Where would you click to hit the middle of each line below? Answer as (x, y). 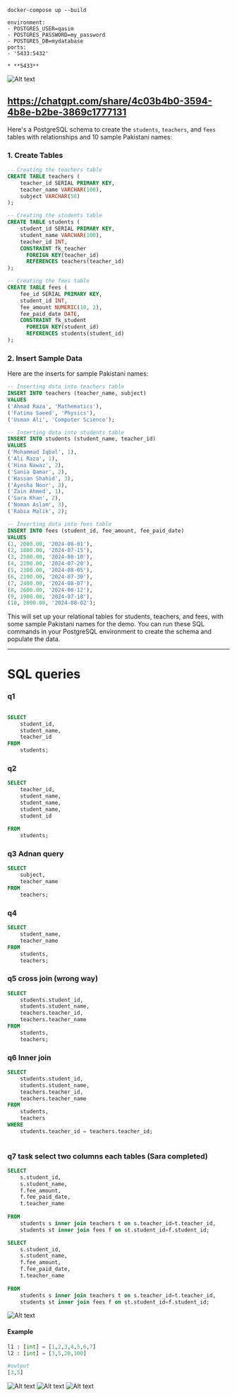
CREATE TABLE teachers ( (44, 176)
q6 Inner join (29, 1057)
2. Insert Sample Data (45, 358)
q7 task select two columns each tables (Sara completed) (108, 1156)
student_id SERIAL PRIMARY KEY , (67, 229)
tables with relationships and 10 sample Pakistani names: (90, 137)
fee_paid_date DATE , (50, 314)
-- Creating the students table (55, 216)
